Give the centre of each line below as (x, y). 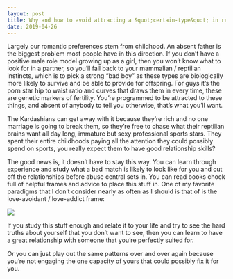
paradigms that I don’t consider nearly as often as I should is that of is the (112, 191)
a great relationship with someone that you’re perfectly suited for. (101, 240)
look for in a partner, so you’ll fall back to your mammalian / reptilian (104, 69)
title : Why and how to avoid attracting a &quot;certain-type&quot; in (113, 20)
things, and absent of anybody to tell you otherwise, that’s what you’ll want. (115, 106)
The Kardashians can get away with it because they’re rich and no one (108, 119)
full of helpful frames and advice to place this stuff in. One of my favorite (111, 184)
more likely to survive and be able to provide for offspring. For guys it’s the (114, 83)
